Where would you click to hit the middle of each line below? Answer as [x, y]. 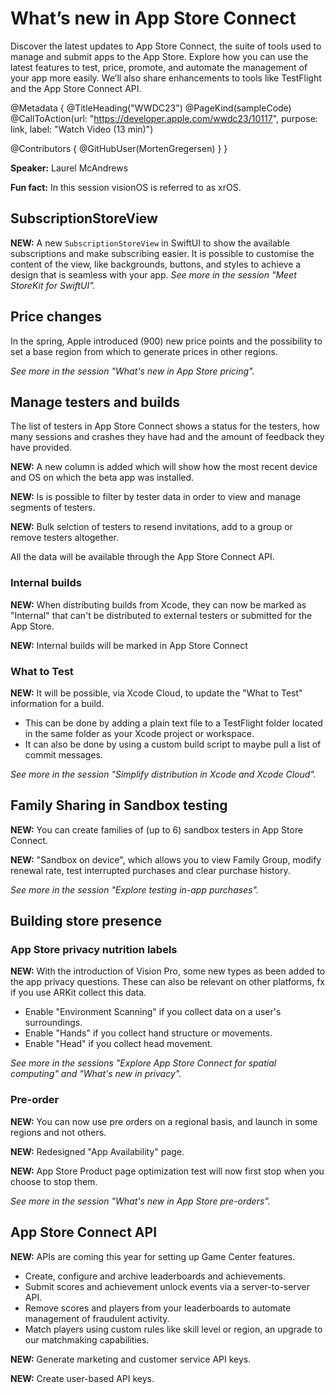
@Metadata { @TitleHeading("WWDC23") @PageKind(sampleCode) [151, 108]
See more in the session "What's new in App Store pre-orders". [140, 1201]
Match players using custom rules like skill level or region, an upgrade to [173, 1329]
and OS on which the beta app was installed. [102, 478]
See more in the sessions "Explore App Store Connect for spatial [143, 1063]
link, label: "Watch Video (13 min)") [82, 129]
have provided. [41, 448]
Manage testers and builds [95, 402]
